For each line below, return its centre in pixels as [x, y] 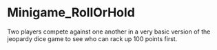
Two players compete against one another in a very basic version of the [109, 32]
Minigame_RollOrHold [71, 13]
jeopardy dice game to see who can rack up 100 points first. [92, 38]
